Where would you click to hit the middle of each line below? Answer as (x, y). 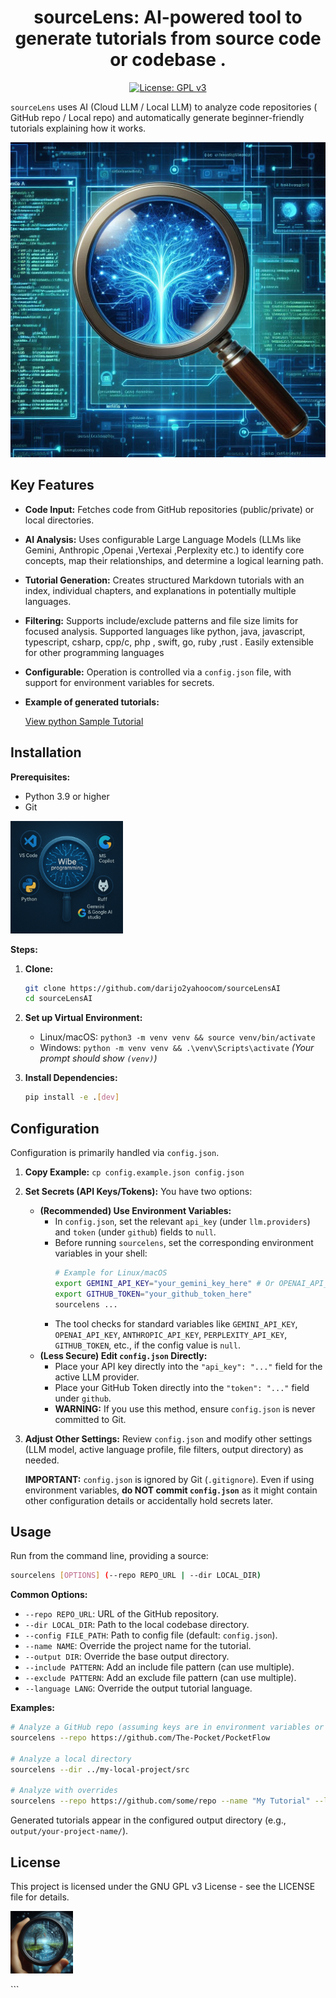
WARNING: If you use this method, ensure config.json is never (185, 1408)
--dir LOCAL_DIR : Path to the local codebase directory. (137, 1625)
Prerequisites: (40, 777)
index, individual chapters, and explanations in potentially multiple (160, 590)
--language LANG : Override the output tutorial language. (138, 1688)
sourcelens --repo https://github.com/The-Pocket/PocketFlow (140, 1738)
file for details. (40, 1897)
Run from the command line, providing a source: (109, 1556)
